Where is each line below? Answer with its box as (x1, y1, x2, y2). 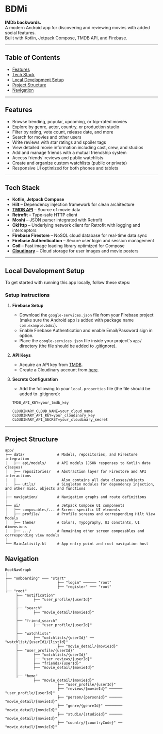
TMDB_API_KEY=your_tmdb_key (12, 400, 69, 405)
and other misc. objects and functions (5, 486, 86, 491)
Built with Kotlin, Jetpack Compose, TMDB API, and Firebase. (5, 35, 128, 41)
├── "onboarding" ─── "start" (5, 576, 66, 581)
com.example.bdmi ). (19, 322, 57, 328)
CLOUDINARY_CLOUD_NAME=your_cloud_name (12, 409, 93, 414)
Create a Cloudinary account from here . (19, 367, 99, 373)
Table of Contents (5, 53, 61, 62)
